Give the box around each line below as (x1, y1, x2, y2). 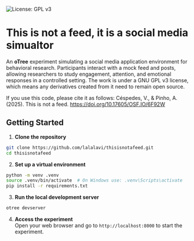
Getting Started (6, 118, 64, 128)
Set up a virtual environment (14, 160, 86, 168)
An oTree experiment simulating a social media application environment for (6, 58, 188, 65)
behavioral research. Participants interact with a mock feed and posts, (6, 64, 176, 71)
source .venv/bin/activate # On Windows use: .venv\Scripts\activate (6, 178, 183, 183)
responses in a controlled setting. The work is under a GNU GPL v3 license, (6, 76, 189, 83)
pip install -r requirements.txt (6, 183, 88, 189)
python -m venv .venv (6, 172, 59, 178)
